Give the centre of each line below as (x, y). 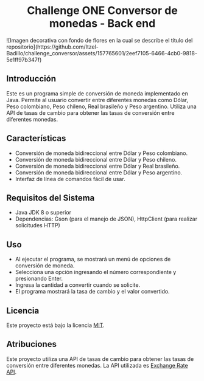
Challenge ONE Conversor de (102, 11)
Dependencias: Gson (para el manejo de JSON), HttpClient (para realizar (106, 219)
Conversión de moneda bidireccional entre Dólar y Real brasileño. (97, 166)
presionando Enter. (39, 279)
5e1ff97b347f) (24, 60)
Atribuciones (31, 344)
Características (36, 138)
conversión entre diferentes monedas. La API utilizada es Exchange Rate (97, 365)
